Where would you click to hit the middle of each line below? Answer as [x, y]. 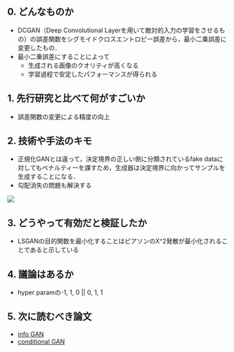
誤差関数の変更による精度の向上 [64, 117]
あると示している [54, 250]
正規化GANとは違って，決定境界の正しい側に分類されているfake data [117, 159]
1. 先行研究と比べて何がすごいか [76, 99]
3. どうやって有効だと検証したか [77, 223]
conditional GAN [41, 341]
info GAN [31, 334]
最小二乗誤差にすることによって [64, 56]
